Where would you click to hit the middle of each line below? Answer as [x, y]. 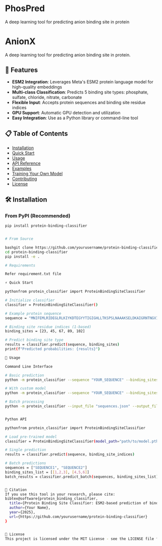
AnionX [20, 41]
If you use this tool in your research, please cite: [60, 494]
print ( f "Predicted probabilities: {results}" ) [53, 349]
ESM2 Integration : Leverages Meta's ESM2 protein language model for [82, 82]
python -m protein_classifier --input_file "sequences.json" [68, 406]
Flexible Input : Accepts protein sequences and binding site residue [79, 102]
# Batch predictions [26, 463]
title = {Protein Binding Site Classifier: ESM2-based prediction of [79, 503]
